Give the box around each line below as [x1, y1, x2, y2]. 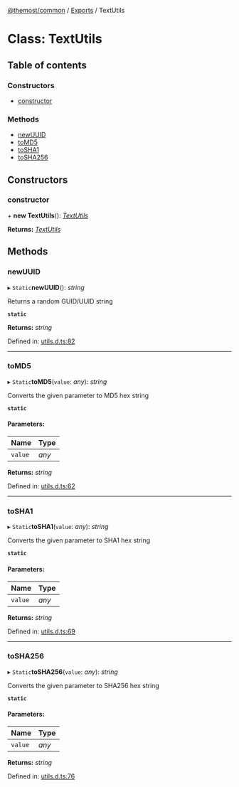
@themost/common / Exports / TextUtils [7, 6, 125, 14]
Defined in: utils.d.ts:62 [7, 482, 76, 491]
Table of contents [7, 59, 87, 71]
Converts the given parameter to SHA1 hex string [7, 536, 151, 545]
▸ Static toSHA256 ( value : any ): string [7, 668, 119, 676]
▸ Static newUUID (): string [7, 283, 85, 291]
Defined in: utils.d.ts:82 [7, 337, 76, 346]
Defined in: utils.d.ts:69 [7, 627, 76, 636]
